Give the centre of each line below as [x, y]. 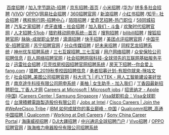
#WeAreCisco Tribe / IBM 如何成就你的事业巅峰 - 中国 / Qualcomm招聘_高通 [84, 108]
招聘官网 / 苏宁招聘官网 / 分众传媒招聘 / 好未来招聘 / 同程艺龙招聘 [80, 45]
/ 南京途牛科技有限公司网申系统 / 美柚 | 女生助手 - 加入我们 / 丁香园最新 [85, 83]
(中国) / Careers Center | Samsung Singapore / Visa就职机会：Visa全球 [78, 96]
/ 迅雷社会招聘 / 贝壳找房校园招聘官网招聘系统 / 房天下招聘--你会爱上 [82, 64]
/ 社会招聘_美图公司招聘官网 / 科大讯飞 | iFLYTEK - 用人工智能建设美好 [84, 77]
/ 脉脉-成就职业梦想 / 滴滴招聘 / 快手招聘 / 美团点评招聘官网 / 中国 [87, 39]
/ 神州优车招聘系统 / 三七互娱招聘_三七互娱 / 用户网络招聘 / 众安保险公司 [86, 52]
